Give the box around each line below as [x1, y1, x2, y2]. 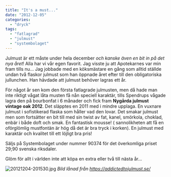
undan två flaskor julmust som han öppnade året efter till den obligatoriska [5, 71, 162, 77]
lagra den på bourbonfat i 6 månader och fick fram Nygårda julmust [5, 97, 149, 104]
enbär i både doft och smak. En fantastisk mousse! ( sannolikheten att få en [5, 119, 164, 126]
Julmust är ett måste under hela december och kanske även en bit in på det [5, 55, 165, 61]
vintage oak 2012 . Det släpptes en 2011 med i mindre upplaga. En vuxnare [5, 103, 162, 109]
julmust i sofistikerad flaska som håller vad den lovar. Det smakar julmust [5, 108, 158, 114]
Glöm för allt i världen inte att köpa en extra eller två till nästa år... [5, 155, 142, 162]
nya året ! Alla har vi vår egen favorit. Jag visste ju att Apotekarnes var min [5, 60, 161, 67]
